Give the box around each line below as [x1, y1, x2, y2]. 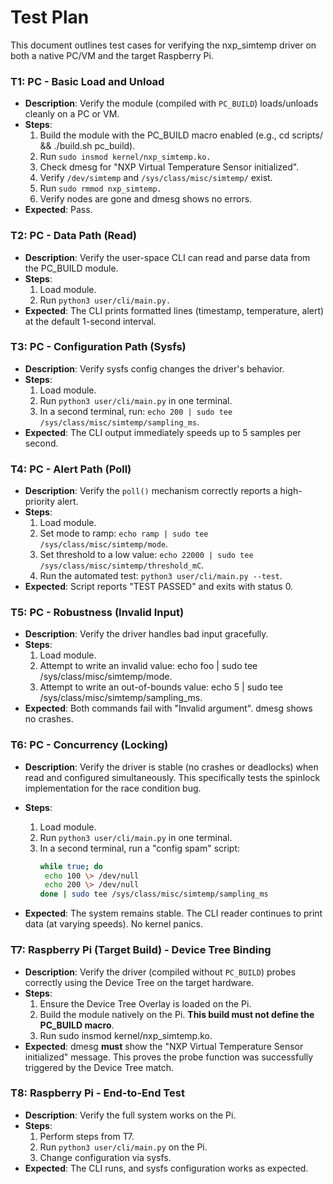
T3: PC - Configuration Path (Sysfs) [10, 340, 187, 354]
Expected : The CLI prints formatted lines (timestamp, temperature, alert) [24, 304, 325, 316]
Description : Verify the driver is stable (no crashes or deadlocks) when [24, 761, 319, 773]
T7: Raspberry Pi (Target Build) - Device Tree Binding [10, 943, 272, 957]
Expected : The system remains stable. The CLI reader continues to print [24, 907, 323, 920]
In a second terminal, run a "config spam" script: [39, 842, 241, 854]
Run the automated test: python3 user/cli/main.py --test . [39, 570, 283, 582]
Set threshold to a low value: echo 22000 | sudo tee [39, 549, 254, 561]
